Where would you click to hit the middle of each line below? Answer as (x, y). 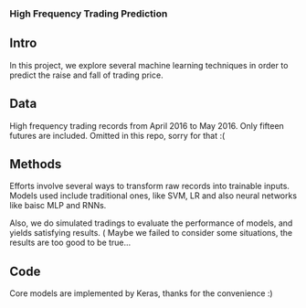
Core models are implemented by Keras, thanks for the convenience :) (141, 293)
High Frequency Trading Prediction (89, 14)
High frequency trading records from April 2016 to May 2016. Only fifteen (147, 125)
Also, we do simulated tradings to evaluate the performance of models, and (151, 223)
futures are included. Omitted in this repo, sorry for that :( (117, 135)
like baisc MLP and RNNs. (58, 206)
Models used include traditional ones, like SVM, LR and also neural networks (153, 196)
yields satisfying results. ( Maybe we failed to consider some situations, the (151, 233)
